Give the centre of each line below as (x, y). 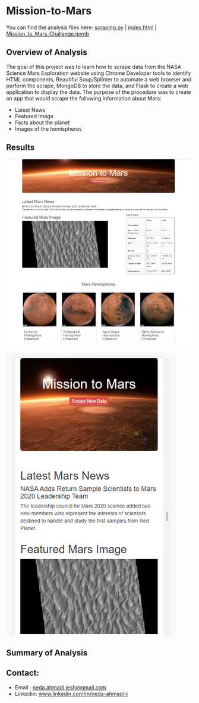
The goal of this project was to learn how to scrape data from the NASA (94, 67)
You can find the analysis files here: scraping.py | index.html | (82, 27)
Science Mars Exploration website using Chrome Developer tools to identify (99, 73)
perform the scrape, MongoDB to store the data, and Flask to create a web (97, 86)
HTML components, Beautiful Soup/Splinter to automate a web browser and (99, 79)
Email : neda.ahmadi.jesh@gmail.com (61, 687)
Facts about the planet (42, 122)
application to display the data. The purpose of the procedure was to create (99, 92)
